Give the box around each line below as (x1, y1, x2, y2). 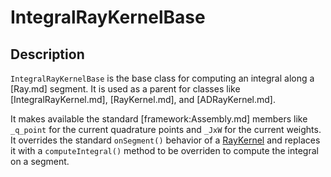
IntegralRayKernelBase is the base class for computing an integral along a (10, 72, 315, 84)
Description (10, 46, 85, 63)
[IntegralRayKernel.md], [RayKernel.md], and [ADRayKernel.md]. (10, 94, 276, 105)
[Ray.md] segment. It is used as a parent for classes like (10, 83, 241, 95)
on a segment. (10, 156, 70, 167)
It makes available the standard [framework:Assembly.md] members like (10, 113, 308, 125)
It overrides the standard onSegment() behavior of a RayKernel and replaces (10, 134, 321, 146)
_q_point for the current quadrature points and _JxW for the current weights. (10, 124, 322, 135)
